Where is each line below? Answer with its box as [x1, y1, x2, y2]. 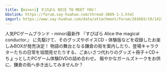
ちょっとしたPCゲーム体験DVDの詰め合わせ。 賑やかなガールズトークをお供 [5, 56, 161, 62]
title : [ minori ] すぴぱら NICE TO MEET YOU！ [5, 7, 97, 12]
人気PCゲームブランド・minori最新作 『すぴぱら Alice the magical [5, 31, 140, 37]
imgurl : [5, 16, 21, 21]
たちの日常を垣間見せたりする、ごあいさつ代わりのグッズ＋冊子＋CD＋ [13, 49, 160, 55]
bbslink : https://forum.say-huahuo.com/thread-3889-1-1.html [5, 12, 135, 17]
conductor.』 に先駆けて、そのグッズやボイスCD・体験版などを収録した [5, 37, 152, 43]
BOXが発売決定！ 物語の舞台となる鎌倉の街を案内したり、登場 [13, 43, 142, 49]
